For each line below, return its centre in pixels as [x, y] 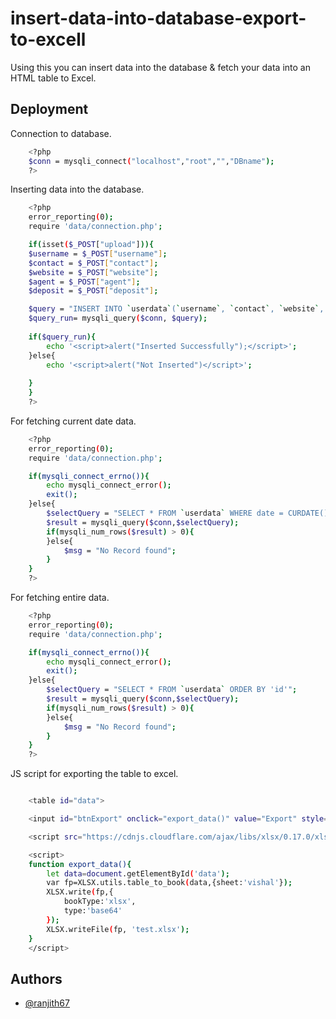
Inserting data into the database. [77, 189]
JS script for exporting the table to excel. [94, 774]
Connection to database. [61, 133]
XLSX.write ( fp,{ [80, 892]
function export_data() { [80, 864]
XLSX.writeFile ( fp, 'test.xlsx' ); [118, 929]
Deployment [49, 109]
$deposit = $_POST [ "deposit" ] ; [93, 291]
